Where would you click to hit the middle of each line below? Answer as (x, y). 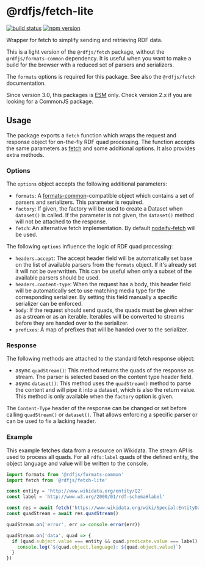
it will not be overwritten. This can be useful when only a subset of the (103, 271)
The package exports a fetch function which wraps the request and (92, 135)
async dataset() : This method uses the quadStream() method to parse (103, 383)
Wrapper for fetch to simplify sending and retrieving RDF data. (85, 40)
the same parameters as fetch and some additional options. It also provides (101, 148)
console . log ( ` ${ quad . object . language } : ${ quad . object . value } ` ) (99, 547)
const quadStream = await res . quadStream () (63, 514)
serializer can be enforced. (49, 304)
